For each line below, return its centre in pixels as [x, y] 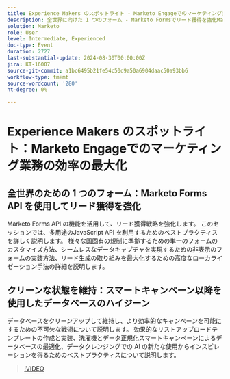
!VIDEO [34, 368]
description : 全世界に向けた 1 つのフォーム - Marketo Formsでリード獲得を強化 [112, 20]
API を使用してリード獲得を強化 [74, 206]
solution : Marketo [33, 26]
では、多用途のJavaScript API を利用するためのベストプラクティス [124, 233]
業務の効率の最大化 [74, 166]
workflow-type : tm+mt [38, 77]
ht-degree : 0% [27, 90]
